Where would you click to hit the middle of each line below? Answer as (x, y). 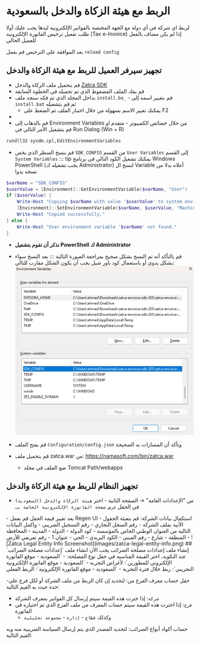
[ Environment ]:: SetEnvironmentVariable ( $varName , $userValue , (96, 208)
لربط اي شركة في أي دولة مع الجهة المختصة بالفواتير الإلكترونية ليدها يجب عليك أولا (98, 27)
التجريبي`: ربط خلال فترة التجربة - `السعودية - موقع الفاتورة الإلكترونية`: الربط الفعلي (100, 569)
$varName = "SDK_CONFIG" (37, 183)
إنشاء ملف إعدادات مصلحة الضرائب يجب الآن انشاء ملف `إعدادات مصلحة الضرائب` (98, 550)
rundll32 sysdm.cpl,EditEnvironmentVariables (63, 141)
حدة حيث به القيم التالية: (33, 587)
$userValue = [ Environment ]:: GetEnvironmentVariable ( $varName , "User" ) (97, 189)
